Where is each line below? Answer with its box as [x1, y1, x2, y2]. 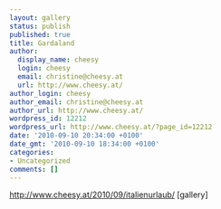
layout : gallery [9, 13, 71, 23]
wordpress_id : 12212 [9, 114, 88, 123]
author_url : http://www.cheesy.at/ [9, 106, 144, 115]
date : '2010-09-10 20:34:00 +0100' [9, 131, 144, 140]
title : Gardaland [9, 38, 75, 48]
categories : [9, 147, 54, 157]
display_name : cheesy [17, 55, 100, 64]
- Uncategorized [9, 156, 71, 166]
